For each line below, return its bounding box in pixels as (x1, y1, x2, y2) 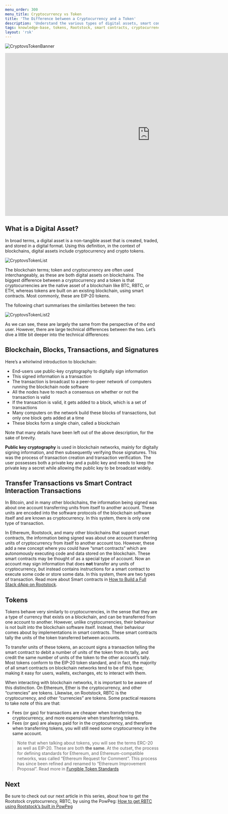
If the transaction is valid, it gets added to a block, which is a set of (12, 399, 147, 405)
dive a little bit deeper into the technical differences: (5, 332, 110, 337)
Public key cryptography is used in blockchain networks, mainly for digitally (5, 444, 158, 450)
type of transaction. (5, 521, 45, 526)
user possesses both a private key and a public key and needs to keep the (5, 459, 154, 465)
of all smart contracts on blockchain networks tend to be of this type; (5, 665, 144, 671)
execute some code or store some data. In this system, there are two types (5, 571, 155, 577)
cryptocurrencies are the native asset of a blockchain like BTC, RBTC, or (5, 282, 150, 288)
